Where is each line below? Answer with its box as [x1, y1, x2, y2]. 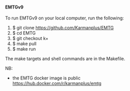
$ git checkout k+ [12, 35, 49, 41]
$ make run [12, 46, 36, 52]
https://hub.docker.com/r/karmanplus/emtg [12, 80, 102, 86]
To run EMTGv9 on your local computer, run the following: [5, 15, 124, 21]
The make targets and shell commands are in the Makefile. [5, 55, 126, 62]
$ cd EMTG [12, 30, 36, 36]
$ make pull [12, 40, 36, 47]
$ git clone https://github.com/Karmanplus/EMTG [12, 25, 114, 31]
